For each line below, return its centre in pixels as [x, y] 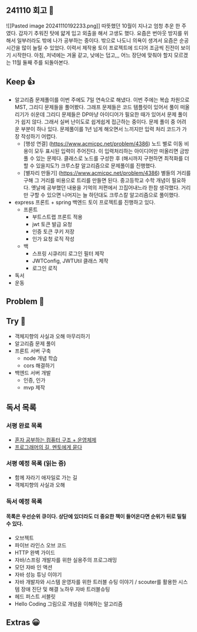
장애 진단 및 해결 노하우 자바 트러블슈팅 [65, 589]
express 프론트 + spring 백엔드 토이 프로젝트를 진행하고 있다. [85, 202]
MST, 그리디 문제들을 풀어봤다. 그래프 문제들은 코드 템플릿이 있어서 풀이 [96, 107]
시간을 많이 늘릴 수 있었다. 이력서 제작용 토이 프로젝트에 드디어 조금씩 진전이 [93, 47]
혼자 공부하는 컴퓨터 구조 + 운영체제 [55, 440]
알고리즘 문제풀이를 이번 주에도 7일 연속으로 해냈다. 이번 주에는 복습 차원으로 [102, 100]
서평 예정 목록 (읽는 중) [36, 463]
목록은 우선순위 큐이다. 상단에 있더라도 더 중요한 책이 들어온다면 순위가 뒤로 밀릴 [96, 517]
